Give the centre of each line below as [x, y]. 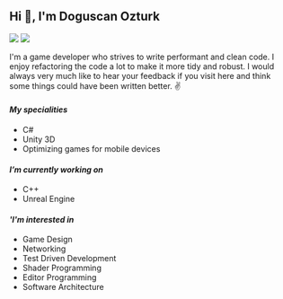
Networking [44, 249]
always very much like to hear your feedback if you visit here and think [140, 75]
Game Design [48, 240]
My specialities [39, 110]
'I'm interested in [42, 219]
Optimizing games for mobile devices [91, 149]
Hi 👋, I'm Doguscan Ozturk [84, 17]
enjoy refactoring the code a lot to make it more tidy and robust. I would [142, 66]
